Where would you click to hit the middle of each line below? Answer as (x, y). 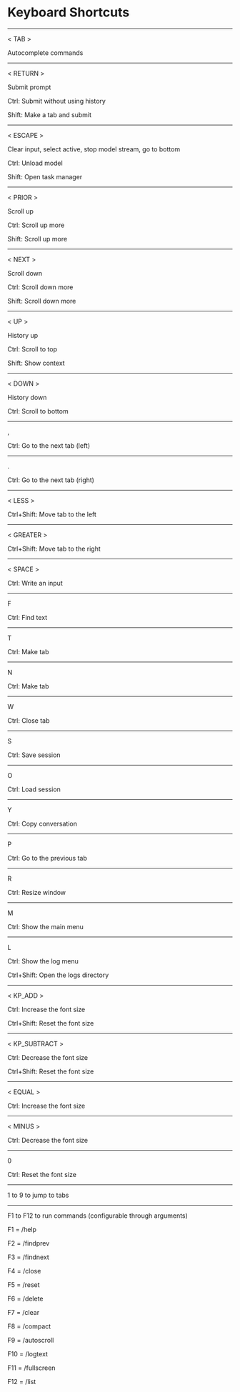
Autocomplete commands (45, 52)
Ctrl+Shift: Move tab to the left (52, 514)
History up (23, 335)
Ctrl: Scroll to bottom (38, 411)
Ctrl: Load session (34, 789)
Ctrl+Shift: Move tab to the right (54, 549)
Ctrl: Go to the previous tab (47, 858)
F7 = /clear (24, 1312)
